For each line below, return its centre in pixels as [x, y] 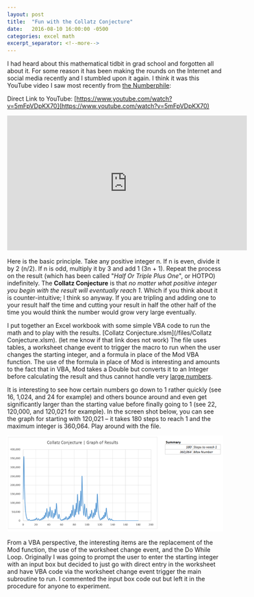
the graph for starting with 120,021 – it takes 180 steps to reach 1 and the [109, 419]
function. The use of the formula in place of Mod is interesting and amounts [114, 362]
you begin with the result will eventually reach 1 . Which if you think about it [112, 290]
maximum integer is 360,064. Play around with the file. [84, 426]
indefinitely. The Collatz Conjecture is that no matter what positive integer [112, 283]
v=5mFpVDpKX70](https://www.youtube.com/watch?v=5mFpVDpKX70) [109, 106]
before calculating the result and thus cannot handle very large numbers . [110, 377]
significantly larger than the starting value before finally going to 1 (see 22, [112, 405]
